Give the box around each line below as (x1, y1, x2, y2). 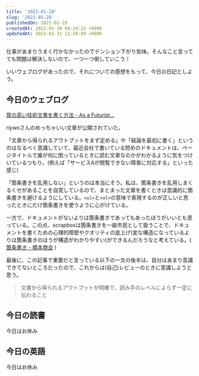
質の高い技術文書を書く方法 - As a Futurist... (6, 111, 115, 118)
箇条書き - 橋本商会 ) (6, 243, 57, 250)
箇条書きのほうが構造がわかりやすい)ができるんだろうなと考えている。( (16, 236, 192, 243)
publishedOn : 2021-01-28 (6, 20, 68, 26)
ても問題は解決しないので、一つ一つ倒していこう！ (6, 55, 131, 62)
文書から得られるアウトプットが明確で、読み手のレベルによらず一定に (20, 284, 192, 291)
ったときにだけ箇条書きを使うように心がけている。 (6, 201, 131, 208)
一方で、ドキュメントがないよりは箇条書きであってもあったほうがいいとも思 (6, 214, 193, 221)
